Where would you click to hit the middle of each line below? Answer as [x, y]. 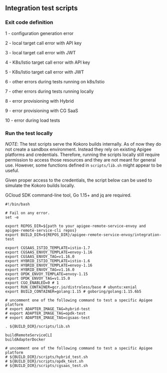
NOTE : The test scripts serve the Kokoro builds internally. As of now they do [83, 144]
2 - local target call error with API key [43, 43]
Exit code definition [29, 22]
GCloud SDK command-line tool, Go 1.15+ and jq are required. [68, 195]
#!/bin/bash [17, 204]
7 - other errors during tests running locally [49, 91]
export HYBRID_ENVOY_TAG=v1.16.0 [40, 270]
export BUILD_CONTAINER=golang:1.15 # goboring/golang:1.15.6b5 [73, 291]
